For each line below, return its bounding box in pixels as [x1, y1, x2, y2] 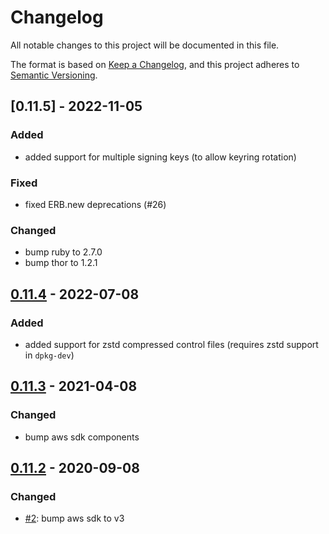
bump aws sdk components [24, 431, 140, 443]
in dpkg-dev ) [24, 349, 75, 361]
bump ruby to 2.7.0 [24, 246, 103, 258]
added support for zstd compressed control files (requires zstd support [24, 338, 319, 350]
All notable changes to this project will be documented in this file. [10, 39, 280, 51]
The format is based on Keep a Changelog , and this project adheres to [10, 58, 300, 70]
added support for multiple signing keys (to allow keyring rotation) [24, 151, 297, 163]
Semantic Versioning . [10, 69, 98, 81]
